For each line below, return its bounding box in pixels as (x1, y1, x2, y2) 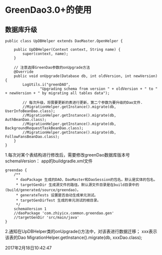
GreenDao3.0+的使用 (5, 4, 92, 16)
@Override (14, 69, 34, 74)
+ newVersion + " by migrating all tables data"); (5, 91, 110, 96)
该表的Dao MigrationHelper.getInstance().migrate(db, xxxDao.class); (5, 235, 143, 240)
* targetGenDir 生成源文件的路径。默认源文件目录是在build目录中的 (16, 182, 140, 187)
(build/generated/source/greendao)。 (5, 188, 81, 193)
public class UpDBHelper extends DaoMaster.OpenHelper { (5, 39, 123, 43)
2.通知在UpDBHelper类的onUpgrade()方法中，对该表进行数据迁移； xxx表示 (5, 229, 157, 234)
